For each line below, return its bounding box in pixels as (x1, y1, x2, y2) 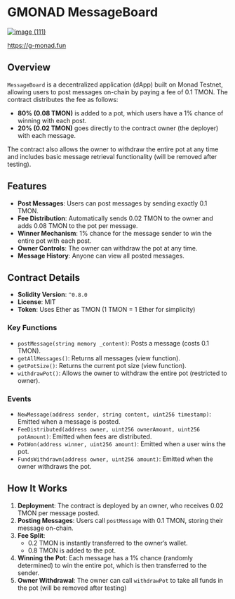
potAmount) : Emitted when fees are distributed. (17, 432, 152, 441)
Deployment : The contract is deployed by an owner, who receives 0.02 (17, 501, 224, 510)
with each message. (17, 131, 76, 139)
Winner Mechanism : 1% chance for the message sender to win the (17, 229, 213, 237)
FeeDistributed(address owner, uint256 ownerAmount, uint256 (17, 426, 201, 433)
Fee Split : (17, 531, 46, 539)
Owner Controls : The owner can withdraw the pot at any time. (17, 244, 198, 252)
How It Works (7, 483, 68, 495)
